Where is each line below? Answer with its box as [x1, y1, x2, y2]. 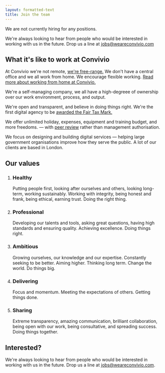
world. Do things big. [12, 265, 56, 271]
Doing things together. [12, 329, 58, 335]
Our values [5, 159, 40, 168]
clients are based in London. [5, 145, 64, 151]
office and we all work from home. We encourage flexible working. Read [5, 74, 154, 80]
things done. [12, 294, 38, 300]
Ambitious [12, 243, 38, 250]
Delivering [12, 277, 38, 284]
